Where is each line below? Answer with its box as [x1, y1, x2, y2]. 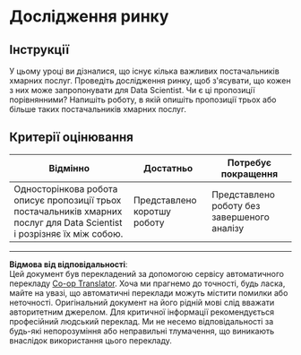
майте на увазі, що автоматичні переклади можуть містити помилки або [9, 287, 288, 298]
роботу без [211, 199, 261, 212]
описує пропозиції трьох [13, 194, 122, 206]
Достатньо [142, 161, 193, 174]
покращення [220, 168, 279, 180]
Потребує [227, 156, 271, 169]
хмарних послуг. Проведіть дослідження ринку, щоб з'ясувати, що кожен [9, 75, 291, 86]
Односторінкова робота [13, 182, 118, 195]
